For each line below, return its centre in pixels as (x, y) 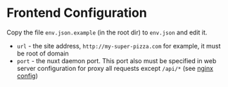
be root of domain (43, 53)
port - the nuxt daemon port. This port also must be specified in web (116, 60)
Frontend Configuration (77, 13)
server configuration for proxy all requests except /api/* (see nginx (115, 68)
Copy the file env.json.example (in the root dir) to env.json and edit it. (107, 32)
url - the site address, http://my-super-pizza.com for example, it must (119, 46)
